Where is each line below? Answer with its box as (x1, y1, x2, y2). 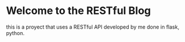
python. (6, 29, 25, 36)
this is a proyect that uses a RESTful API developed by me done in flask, (6, 23, 180, 30)
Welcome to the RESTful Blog (6, 4, 151, 17)
